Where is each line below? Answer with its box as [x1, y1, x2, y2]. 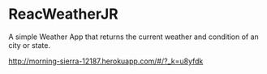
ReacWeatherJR [8, 5, 119, 24]
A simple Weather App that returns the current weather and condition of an [8, 32, 260, 41]
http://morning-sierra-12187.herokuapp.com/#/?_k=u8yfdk [8, 56, 204, 66]
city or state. [8, 40, 51, 50]
